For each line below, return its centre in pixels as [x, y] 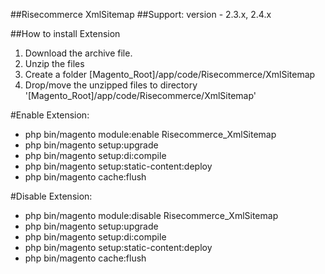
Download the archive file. [78, 53]
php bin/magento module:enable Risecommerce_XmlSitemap [150, 134]
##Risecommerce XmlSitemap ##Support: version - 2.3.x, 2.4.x [141, 14]
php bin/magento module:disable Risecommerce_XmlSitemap [151, 215]
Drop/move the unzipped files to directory [111, 85]
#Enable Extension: [50, 115]
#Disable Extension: [51, 196]
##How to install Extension [65, 33]
